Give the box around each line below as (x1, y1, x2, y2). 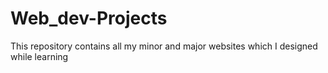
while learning (10, 50, 69, 62)
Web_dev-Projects (10, 7, 168, 30)
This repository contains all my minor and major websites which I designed (10, 40, 318, 52)
